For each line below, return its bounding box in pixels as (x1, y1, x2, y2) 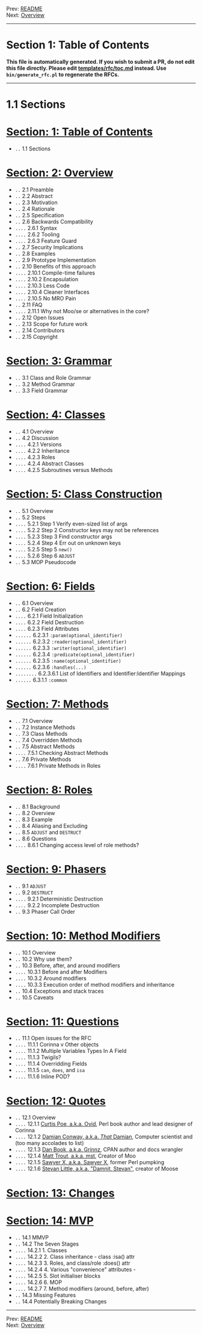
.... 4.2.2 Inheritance (14, 447, 70, 454)
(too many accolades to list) (14, 1140, 84, 1147)
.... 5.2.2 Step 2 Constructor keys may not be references (14, 526, 159, 533)
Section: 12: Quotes (6, 1094, 106, 1108)
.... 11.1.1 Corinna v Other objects (14, 1041, 99, 1048)
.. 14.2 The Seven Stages (14, 1240, 79, 1247)
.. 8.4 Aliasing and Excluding (14, 822, 88, 830)
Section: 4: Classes (6, 408, 106, 422)
